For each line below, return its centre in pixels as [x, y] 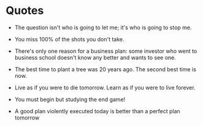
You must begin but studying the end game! [70, 99]
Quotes [25, 11]
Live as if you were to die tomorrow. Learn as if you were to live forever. [105, 87]
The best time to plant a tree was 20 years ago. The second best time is [105, 69]
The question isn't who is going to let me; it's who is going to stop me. [103, 27]
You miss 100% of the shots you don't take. [69, 39]
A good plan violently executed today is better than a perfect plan [97, 111]
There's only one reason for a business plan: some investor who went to [106, 51]
